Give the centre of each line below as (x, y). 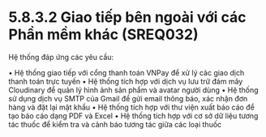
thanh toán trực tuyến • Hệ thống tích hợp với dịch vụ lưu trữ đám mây (126, 81)
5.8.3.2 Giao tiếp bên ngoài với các (127, 17)
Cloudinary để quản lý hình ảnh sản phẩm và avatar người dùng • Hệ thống (133, 90)
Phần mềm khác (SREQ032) (103, 34)
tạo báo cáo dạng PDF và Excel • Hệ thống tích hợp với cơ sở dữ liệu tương (133, 116)
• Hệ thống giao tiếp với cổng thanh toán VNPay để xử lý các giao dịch (127, 72)
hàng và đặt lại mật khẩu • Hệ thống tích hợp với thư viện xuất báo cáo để (132, 107)
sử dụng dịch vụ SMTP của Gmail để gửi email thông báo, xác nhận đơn (128, 98)
